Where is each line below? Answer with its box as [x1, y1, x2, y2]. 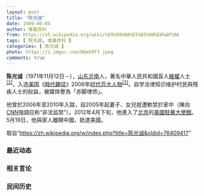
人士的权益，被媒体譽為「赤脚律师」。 [11, 88, 106, 95]
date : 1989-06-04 [6, 20, 51, 26]
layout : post [6, 9, 40, 15]
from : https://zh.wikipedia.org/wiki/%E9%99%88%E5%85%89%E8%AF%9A [6, 32, 179, 38]
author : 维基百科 [6, 26, 47, 33]
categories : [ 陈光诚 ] [6, 44, 64, 50]
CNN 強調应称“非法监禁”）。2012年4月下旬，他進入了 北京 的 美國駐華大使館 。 [6, 109, 197, 116]
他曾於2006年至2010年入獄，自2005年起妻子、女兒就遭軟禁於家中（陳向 [6, 101, 191, 108]
